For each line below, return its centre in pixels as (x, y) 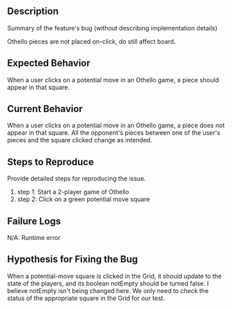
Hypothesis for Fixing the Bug (72, 260)
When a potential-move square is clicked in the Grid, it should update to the (115, 276)
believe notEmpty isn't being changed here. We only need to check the (108, 290)
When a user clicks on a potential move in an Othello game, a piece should (113, 79)
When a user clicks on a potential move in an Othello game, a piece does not (116, 125)
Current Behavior (45, 109)
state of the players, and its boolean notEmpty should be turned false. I (108, 283)
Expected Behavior (49, 63)
